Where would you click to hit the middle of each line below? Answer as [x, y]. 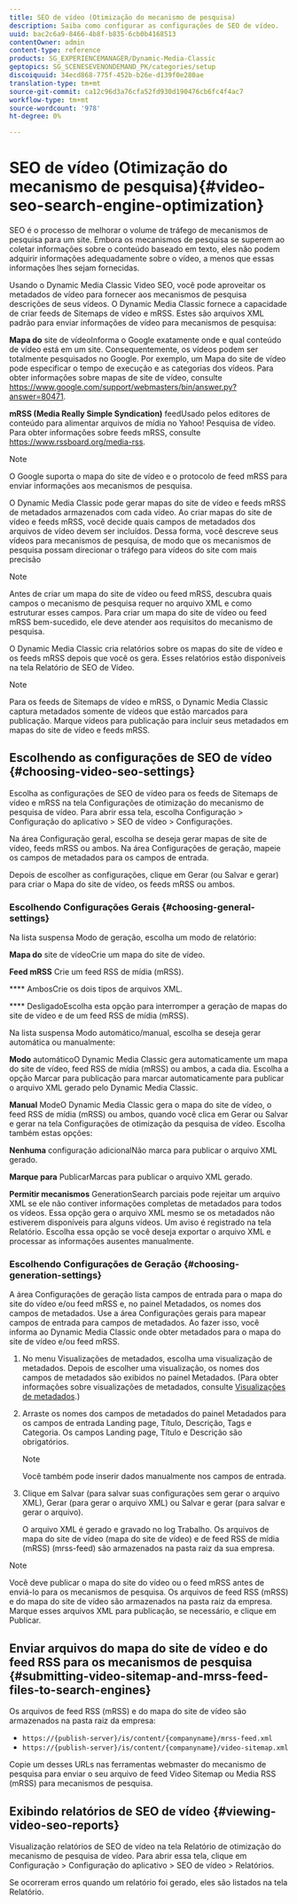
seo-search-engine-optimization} [137, 206]
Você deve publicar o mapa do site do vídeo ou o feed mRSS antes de [137, 1583]
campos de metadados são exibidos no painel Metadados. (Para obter [150, 1378]
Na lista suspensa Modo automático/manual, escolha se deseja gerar [135, 1033]
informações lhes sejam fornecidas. [74, 268]
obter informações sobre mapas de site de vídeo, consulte [116, 378]
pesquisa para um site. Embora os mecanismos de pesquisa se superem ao [147, 239]
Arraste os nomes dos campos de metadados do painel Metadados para [154, 1414]
